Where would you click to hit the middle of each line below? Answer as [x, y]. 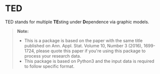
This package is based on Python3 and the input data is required [89, 61]
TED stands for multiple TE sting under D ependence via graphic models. [77, 22]
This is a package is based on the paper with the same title [83, 40]
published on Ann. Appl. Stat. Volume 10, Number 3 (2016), [83, 45]
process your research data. [53, 56]
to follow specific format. [49, 66]
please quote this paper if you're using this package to [91, 51]
